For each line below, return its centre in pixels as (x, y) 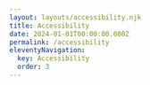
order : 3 (33, 67)
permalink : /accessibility (59, 42)
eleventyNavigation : (48, 50)
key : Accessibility (54, 58)
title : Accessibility (50, 26)
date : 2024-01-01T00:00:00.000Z (69, 34)
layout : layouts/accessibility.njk (75, 17)
